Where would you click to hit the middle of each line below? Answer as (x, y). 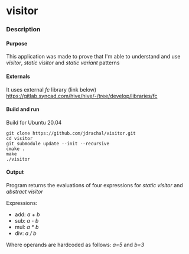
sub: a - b (27, 220)
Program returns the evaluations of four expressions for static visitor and (94, 185)
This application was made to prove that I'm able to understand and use (93, 57)
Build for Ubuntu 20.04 (34, 122)
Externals (18, 76)
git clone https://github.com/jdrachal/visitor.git (71, 133)
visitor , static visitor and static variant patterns (63, 63)
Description (23, 30)
